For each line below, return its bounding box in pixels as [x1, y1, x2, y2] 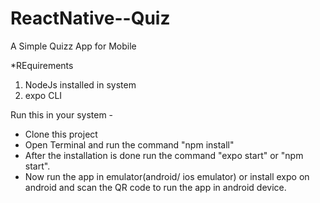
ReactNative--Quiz [10, 7, 171, 30]
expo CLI [24, 89, 63, 101]
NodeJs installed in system [24, 78, 137, 91]
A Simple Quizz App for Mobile [10, 40, 137, 52]
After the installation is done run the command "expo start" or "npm [24, 149, 304, 161]
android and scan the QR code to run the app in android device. [24, 181, 287, 193]
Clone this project [24, 128, 98, 140]
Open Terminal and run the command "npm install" [24, 138, 235, 151]
